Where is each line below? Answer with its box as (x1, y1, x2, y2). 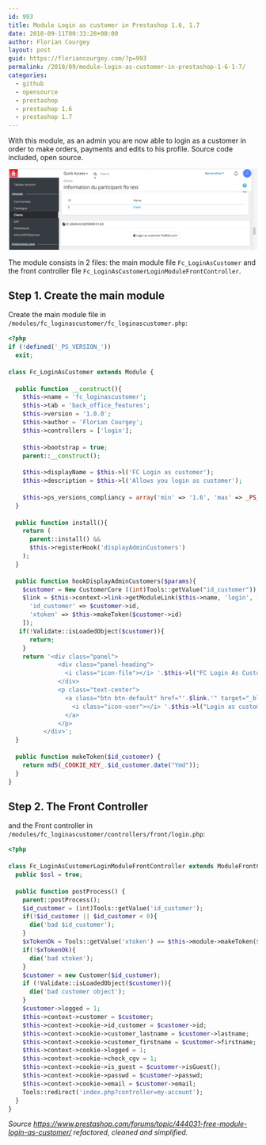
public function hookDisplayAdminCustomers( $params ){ (15, 577, 196, 585)
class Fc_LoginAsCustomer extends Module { (8, 368, 154, 376)
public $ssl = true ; (15, 871, 83, 879)
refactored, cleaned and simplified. (73, 1128, 188, 1137)
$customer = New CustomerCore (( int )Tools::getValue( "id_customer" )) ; (22, 585, 260, 594)
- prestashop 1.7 (15, 113, 73, 121)
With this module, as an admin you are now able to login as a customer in (8, 136, 247, 146)
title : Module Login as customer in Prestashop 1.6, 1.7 (8, 21, 200, 29)
